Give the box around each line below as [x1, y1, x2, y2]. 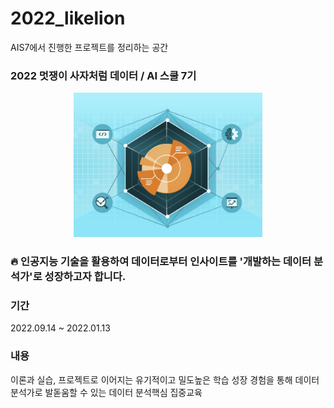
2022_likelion [10, 7, 126, 30]
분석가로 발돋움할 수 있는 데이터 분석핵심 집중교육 [10, 386, 203, 398]
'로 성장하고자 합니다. [29, 270, 127, 284]
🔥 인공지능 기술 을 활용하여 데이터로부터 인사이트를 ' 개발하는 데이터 [10, 255, 312, 269]
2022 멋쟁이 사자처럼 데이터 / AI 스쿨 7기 [10, 68, 197, 82]
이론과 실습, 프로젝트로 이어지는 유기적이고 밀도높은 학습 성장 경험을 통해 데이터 [10, 373, 320, 386]
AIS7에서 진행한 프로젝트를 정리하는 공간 [10, 41, 169, 53]
